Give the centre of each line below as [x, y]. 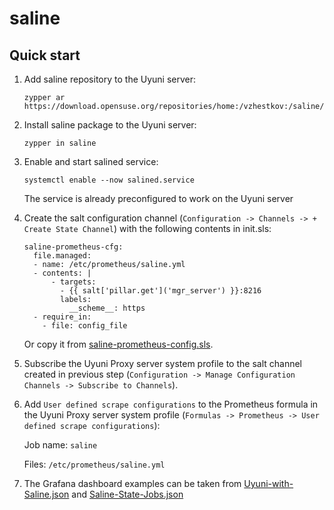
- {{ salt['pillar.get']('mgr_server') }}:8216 [161, 291]
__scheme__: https [107, 308]
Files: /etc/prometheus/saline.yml [94, 464]
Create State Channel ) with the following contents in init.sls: [147, 228]
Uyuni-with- [268, 483]
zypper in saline [60, 143]
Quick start [45, 55]
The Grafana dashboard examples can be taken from [132, 483]
